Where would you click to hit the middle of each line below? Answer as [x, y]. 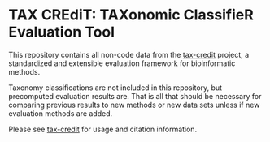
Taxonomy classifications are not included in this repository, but [115, 88]
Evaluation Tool [62, 32]
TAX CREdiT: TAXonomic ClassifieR [131, 15]
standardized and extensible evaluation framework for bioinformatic [122, 63]
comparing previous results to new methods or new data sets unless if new [134, 105]
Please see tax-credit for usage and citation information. [103, 129]
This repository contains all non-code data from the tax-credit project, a [129, 54]
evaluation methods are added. [61, 113]
